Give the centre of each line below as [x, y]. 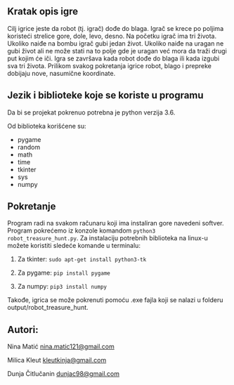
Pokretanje [32, 207]
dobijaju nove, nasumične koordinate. [61, 73]
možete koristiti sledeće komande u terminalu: [74, 246]
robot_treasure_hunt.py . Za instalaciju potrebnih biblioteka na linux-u [108, 238]
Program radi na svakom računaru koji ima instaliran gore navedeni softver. [116, 223]
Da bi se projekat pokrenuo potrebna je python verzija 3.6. [91, 112]
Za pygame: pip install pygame [64, 273]
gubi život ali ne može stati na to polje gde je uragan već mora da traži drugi [117, 51]
